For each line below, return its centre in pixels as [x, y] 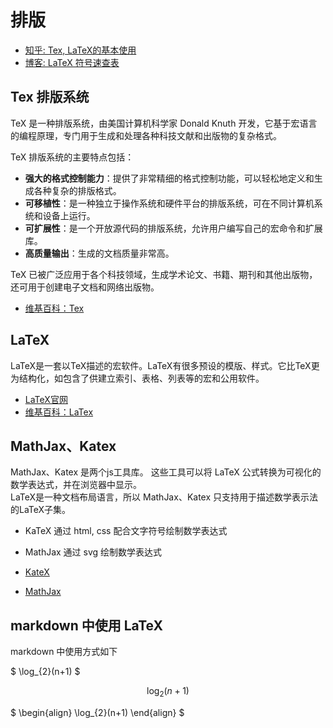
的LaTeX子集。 [41, 510]
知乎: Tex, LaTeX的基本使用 [80, 50]
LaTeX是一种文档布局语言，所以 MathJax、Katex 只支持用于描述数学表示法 [164, 497]
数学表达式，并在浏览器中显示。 [76, 485]
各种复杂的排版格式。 [77, 190]
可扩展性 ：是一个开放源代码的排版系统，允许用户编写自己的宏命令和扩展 [173, 228]
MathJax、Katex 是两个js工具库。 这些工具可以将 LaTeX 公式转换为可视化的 [166, 472]
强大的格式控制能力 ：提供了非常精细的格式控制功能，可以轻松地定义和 [169, 178]
